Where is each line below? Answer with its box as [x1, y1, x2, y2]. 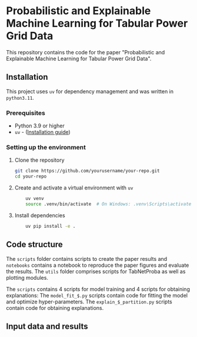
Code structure [6, 240, 63, 250]
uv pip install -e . [25, 223, 76, 229]
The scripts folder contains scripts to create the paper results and [6, 255, 168, 262]
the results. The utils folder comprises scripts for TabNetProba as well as [6, 267, 186, 275]
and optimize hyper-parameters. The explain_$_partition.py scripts [6, 298, 172, 305]
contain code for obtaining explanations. [6, 304, 104, 311]
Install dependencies [14, 211, 66, 219]
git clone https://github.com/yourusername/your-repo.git [14, 168, 160, 174]
